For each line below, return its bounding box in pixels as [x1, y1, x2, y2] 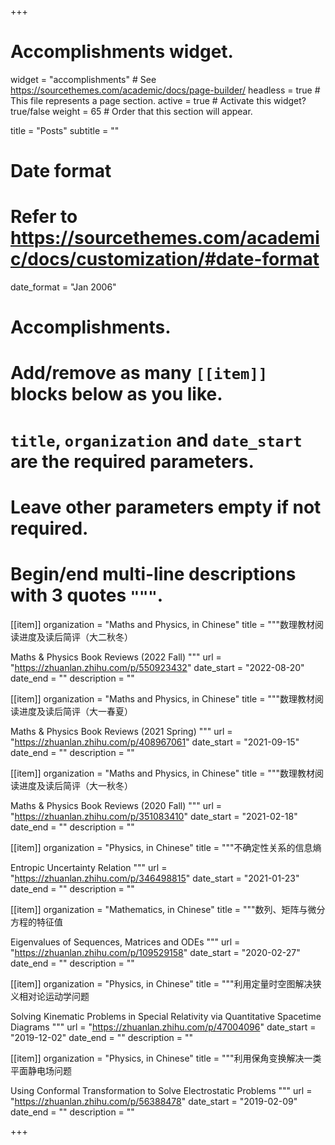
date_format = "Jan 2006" [10, 281, 117, 293]
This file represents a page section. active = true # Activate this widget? [10, 94, 307, 106]
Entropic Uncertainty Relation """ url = [10, 861, 168, 873]
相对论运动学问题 [18, 990, 90, 1002]
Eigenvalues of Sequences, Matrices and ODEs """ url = [10, 936, 241, 948]
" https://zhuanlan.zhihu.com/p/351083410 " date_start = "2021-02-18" [10, 810, 298, 822]
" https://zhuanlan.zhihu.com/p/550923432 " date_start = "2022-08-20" [10, 661, 305, 673]
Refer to [10, 206, 78, 228]
